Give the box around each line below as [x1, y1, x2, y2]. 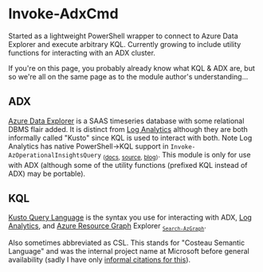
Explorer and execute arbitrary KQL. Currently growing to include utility [8, 39, 241, 49]
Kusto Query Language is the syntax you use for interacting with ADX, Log [8, 212, 253, 223]
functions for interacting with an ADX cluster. [8, 48, 155, 57]
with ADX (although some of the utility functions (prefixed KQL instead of [8, 160, 248, 169]
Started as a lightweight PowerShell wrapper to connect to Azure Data [8, 31, 238, 41]
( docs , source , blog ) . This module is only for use [103, 150, 251, 161]
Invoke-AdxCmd [8, 5, 119, 23]
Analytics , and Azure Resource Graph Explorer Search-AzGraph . [8, 221, 207, 232]
